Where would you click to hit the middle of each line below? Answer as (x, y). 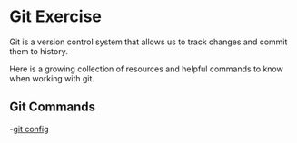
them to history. (39, 51)
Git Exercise (55, 17)
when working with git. (52, 78)
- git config (29, 129)
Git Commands (53, 107)
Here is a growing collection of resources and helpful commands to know (146, 69)
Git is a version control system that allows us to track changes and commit (148, 42)
